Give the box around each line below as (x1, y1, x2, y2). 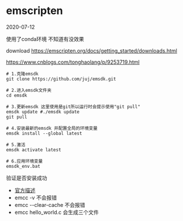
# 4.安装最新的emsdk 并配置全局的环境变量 (6, 125, 98, 131)
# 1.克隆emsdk (6, 71, 39, 77)
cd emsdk (6, 92, 27, 98)
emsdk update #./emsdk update (6, 109, 80, 115)
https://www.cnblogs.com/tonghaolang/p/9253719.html (6, 58, 140, 65)
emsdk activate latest (6, 147, 61, 153)
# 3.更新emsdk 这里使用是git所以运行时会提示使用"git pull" (6, 103, 140, 109)
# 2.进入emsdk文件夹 (6, 87, 51, 93)
